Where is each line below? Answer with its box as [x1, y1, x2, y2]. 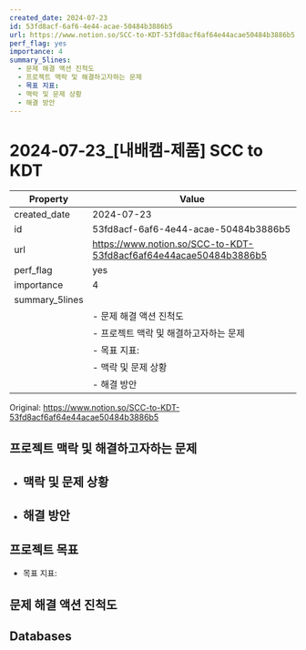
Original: [9, 402, 42, 413]
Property [28, 193, 69, 206]
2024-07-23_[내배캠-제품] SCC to [9, 140, 264, 160]
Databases [9, 629, 73, 645]
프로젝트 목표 [9, 542, 79, 557]
